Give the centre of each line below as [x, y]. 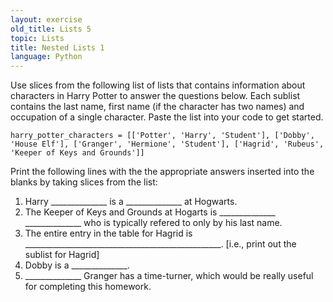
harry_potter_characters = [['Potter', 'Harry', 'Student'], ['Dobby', [162, 136]
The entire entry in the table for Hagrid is [108, 233]
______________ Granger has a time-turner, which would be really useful [169, 276]
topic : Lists [37, 38]
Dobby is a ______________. [77, 265]
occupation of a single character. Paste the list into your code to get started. [167, 117]
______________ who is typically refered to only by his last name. [153, 223]
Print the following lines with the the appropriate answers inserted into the [162, 172]
